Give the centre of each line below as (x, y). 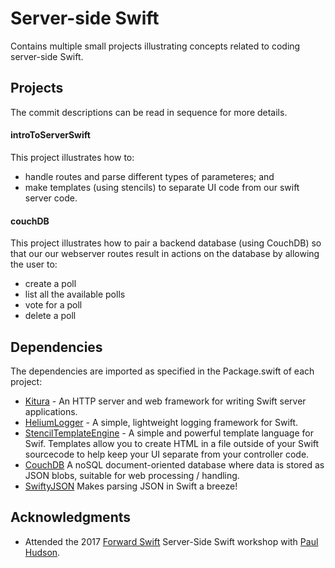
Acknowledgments (71, 517)
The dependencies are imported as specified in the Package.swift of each (162, 371)
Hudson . (42, 552)
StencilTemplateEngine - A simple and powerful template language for (169, 433)
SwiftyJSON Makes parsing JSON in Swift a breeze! (131, 486)
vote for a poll (53, 305)
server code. (51, 198)
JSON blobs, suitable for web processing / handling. (132, 475)
